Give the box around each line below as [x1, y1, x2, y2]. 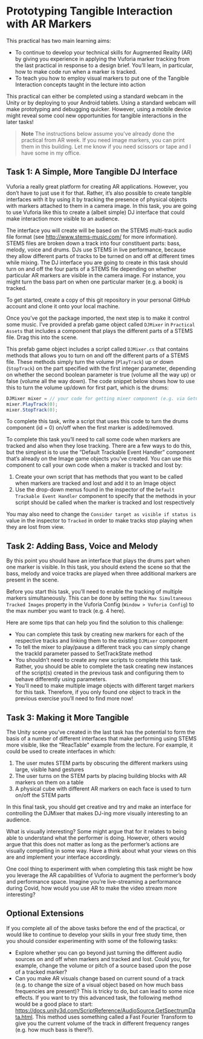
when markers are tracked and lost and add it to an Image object [14, 479, 176, 487]
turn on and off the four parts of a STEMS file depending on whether [6, 265, 176, 273]
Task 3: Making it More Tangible [6, 712, 129, 723]
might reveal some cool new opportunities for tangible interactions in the [6, 112, 187, 119]
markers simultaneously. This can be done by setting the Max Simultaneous [6, 594, 192, 602]
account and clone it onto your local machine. [6, 302, 120, 309]
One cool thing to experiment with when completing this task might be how [6, 866, 193, 872]
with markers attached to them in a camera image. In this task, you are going [6, 202, 197, 209]
